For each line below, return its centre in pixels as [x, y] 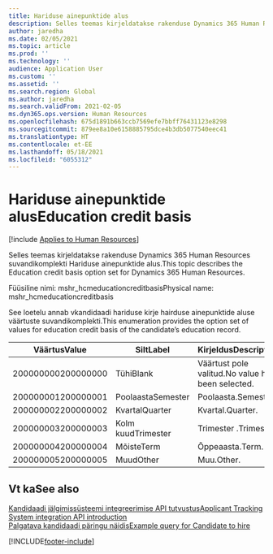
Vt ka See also [44, 489]
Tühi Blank [134, 374]
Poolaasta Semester [152, 397]
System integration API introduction [68, 517]
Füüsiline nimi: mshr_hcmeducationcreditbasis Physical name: [111, 288]
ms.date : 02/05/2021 [43, 39]
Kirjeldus [216, 350]
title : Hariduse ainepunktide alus [69, 16]
